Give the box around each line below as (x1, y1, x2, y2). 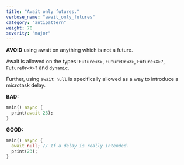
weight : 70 (6, 25, 33, 31)
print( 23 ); (11, 148, 38, 154)
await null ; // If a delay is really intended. (11, 143, 130, 149)
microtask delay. (6, 82, 46, 89)
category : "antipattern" (6, 19, 67, 25)
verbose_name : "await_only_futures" (6, 14, 95, 20)
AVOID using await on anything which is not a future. (6, 46, 133, 53)
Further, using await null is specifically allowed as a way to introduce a (6, 76, 179, 83)
